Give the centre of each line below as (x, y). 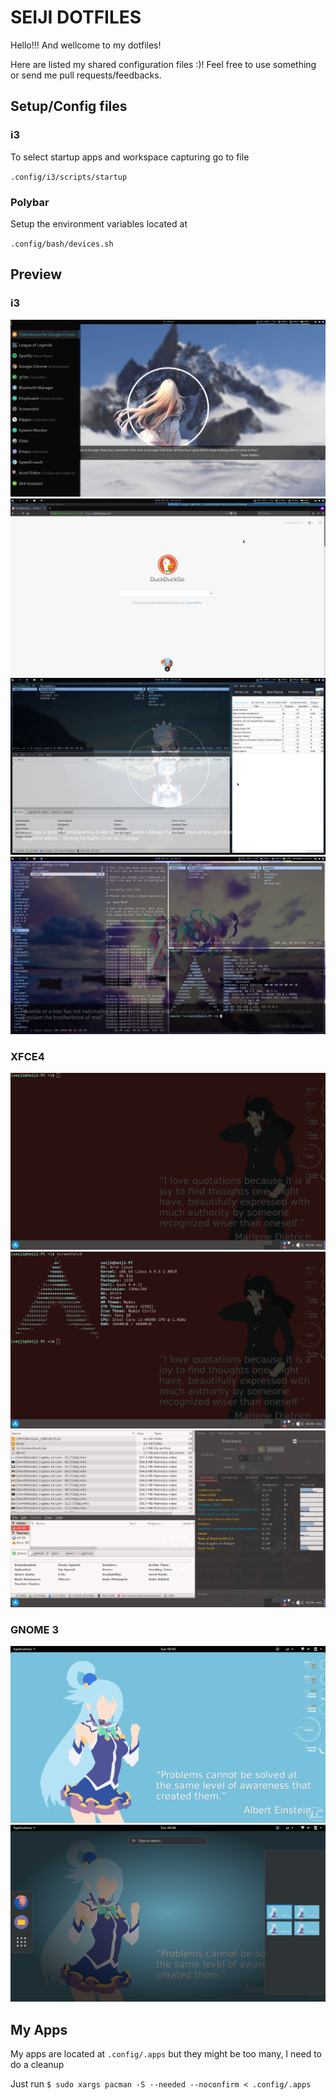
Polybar (30, 202)
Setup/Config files (69, 106)
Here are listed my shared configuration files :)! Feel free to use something (163, 64)
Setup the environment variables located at (99, 223)
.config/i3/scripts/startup (69, 177)
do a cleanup (37, 2065)
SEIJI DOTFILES (76, 17)
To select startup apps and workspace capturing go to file (130, 157)
